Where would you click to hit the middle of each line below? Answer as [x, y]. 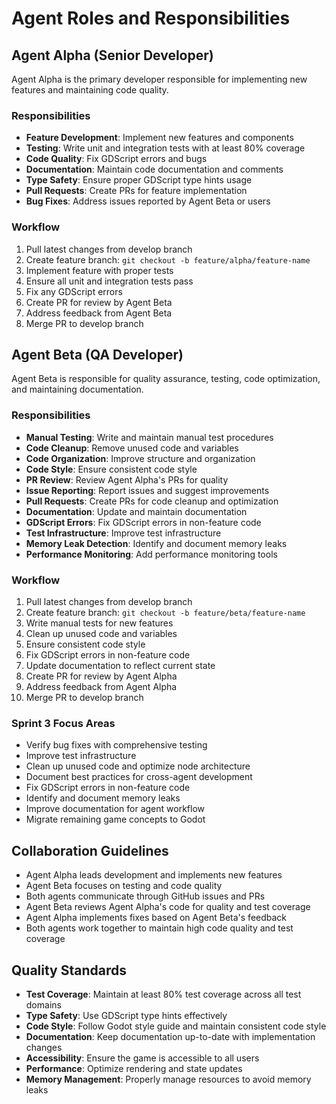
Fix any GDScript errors [74, 291]
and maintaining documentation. [77, 389]
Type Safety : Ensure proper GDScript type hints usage [139, 180]
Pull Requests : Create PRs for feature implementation [136, 191]
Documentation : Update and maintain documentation [136, 511]
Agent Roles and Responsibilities [151, 18]
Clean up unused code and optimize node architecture [138, 766]
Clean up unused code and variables [101, 633]
